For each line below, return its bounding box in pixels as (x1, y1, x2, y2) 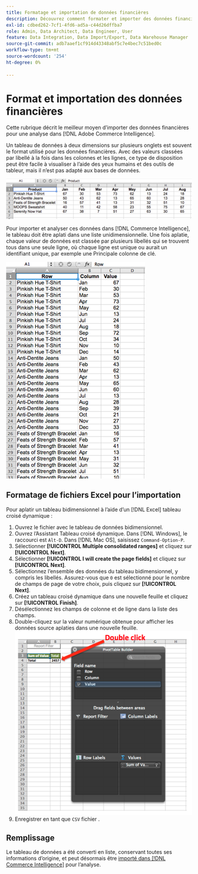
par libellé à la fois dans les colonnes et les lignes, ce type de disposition (6, 154, 183, 162)
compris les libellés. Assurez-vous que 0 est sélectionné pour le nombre (14, 574, 190, 581)
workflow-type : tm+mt (6, 47, 60, 53)
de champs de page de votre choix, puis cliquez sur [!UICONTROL (14, 580, 177, 587)
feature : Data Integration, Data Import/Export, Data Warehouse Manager (6, 34, 189, 41)
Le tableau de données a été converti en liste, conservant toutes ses (6, 849, 173, 856)
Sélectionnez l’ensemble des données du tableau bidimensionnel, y (14, 567, 179, 575)
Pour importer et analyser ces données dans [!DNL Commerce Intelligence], (6, 225, 190, 232)
